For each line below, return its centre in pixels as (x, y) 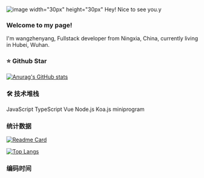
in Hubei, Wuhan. (28, 45)
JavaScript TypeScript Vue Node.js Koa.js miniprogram (75, 109)
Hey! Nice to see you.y (133, 9)
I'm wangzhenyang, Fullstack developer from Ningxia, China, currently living (102, 38)
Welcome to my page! (39, 25)
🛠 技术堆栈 (23, 93)
